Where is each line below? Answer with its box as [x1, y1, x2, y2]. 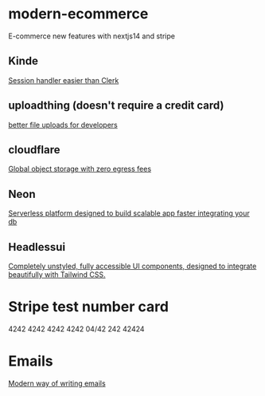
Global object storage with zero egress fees [8, 164, 152, 174]
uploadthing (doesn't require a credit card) [8, 99, 224, 113]
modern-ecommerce [8, 5, 149, 23]
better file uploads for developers [8, 120, 118, 129]
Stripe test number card [8, 298, 170, 316]
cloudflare [8, 143, 61, 156]
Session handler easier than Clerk [8, 75, 119, 85]
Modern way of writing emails [8, 378, 106, 388]
